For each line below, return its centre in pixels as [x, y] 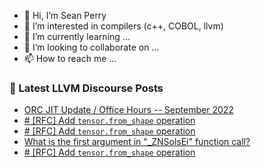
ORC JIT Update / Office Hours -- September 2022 [128, 110]
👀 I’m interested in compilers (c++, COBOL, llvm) [123, 26]
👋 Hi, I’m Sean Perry [65, 15]
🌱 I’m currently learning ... [77, 36]
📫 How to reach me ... [70, 58]
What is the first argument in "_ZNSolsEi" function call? [137, 142]
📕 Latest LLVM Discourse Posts [86, 88]
